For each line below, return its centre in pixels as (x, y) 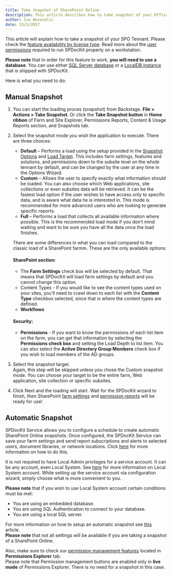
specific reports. (38, 211)
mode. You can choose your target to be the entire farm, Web (77, 375)
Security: (23, 321)
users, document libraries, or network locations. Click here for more (77, 447)
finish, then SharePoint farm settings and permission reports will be (84, 396)
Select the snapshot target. (41, 365)
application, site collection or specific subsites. (62, 381)
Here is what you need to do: (36, 81)
